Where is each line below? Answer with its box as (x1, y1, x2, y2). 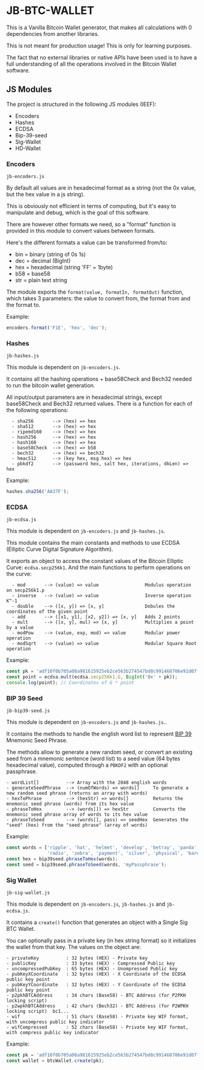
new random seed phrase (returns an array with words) (6, 790, 148, 796)
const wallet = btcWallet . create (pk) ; (6, 1057, 104, 1064)
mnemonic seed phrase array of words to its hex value (6, 812, 148, 818)
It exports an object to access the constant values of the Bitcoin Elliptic (6, 557, 184, 565)
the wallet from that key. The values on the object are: (6, 944, 141, 951)
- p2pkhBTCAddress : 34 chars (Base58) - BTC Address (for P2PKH (6, 992, 186, 999)
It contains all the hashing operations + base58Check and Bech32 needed (6, 375, 192, 383)
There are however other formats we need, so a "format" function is (6, 221, 176, 228)
